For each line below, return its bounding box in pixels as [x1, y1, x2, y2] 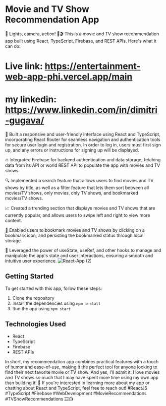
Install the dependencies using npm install [12, 300, 101, 306]
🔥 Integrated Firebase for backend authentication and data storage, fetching [5, 157, 161, 163]
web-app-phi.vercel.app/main [5, 71, 133, 82]
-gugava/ [5, 115, 45, 126]
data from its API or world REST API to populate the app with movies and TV [5, 162, 160, 168]
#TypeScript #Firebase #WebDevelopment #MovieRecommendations [5, 390, 147, 396]
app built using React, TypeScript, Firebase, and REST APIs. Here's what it [5, 38, 157, 44]
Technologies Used [5, 320, 66, 329]
